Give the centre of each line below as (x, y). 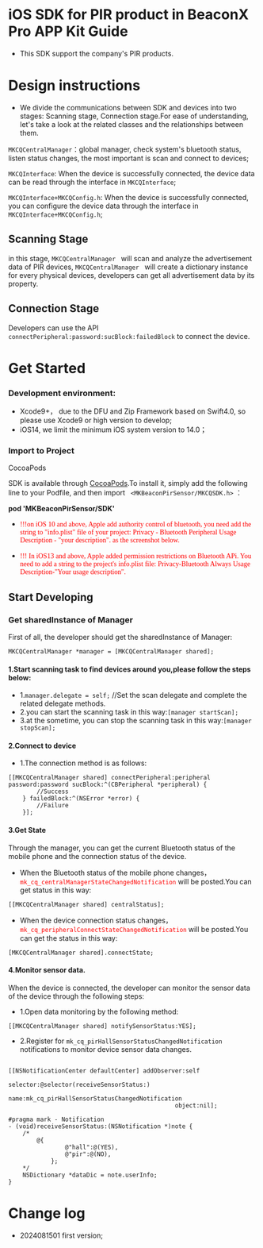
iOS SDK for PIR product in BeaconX (129, 15)
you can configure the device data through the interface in (103, 206)
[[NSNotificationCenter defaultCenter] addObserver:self (104, 1071)
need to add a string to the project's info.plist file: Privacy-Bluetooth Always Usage (135, 564)
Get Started (47, 368)
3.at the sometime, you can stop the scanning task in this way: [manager (135, 721)
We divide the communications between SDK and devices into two (128, 107)
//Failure (53, 806)
